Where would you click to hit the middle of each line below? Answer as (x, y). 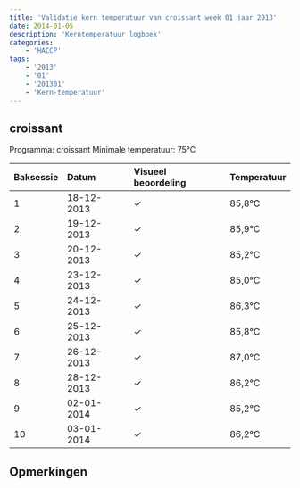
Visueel (150, 172)
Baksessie (36, 178)
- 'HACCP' (44, 51)
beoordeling (160, 183)
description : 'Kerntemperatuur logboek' (86, 34)
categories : (31, 42)
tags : (19, 59)
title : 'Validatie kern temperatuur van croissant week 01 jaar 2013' (143, 17)
